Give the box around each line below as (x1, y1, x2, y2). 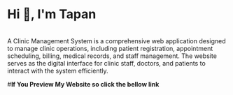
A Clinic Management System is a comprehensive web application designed (7, 36, 226, 45)
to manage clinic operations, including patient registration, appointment (7, 44, 213, 52)
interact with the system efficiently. (7, 66, 108, 75)
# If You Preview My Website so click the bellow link (7, 80, 160, 88)
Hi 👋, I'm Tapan (7, 6, 97, 22)
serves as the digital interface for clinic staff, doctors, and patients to (7, 59, 206, 67)
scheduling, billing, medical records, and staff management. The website (7, 52, 217, 60)
